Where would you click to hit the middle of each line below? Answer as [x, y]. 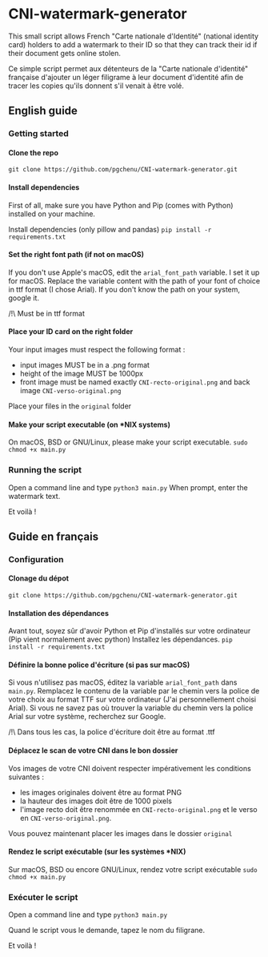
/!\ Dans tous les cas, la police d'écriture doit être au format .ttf [112, 732]
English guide [43, 111]
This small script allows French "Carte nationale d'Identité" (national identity [133, 36]
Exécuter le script [43, 897]
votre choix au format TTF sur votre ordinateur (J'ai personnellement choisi [132, 700]
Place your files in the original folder [70, 406]
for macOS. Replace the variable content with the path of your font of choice [134, 280]
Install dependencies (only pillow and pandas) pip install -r [110, 229]
